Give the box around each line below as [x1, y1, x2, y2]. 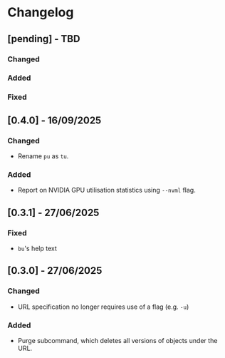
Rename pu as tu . [17, 152, 69, 160]
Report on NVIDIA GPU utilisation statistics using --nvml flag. [17, 186, 196, 195]
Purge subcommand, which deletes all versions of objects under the [17, 337, 218, 344]
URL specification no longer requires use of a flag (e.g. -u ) [17, 302, 189, 311]
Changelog [7, 4, 74, 21]
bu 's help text [17, 244, 57, 253]
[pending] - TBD [7, 33, 80, 45]
